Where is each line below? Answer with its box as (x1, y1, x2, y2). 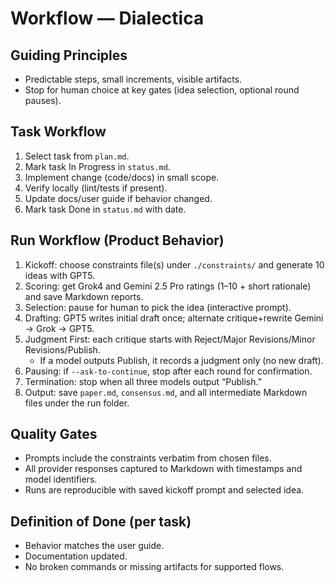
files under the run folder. (24, 397, 130, 409)
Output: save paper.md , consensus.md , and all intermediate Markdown (24, 386, 308, 398)
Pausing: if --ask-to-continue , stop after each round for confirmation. (24, 365, 313, 377)
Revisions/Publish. (24, 343, 101, 356)
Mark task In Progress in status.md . (24, 160, 171, 172)
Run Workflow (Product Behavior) (10, 232, 225, 249)
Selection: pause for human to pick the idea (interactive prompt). (24, 301, 292, 313)
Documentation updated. (24, 550, 128, 562)
